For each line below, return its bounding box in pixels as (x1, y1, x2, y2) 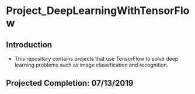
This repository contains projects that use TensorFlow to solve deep (14, 55, 179, 62)
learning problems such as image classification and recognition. (14, 61, 169, 68)
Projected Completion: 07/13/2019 (6, 78, 134, 88)
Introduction (6, 40, 53, 50)
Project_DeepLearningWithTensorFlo (6, 4, 190, 18)
